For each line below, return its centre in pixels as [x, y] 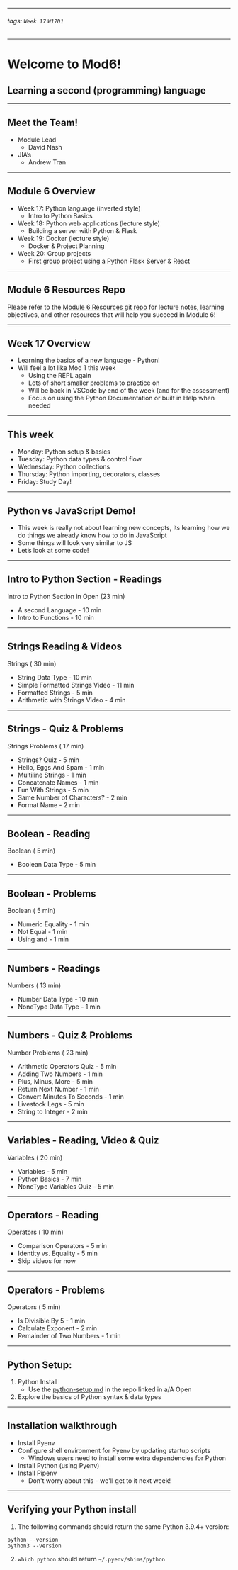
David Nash [45, 147]
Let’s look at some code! [53, 551]
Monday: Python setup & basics [64, 452]
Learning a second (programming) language [107, 90]
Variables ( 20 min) [35, 1157]
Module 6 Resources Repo [67, 290]
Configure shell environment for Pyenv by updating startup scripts [114, 1450]
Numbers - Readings [54, 968]
